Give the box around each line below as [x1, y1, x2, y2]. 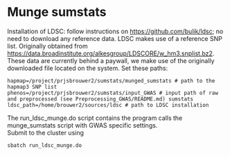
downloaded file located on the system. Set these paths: [7, 64, 168, 72]
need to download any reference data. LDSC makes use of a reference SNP [7, 34, 223, 42]
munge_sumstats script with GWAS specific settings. [7, 121, 158, 129]
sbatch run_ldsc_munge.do [7, 141, 82, 149]
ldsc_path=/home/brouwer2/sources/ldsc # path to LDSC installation [7, 101, 209, 108]
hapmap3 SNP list [7, 83, 57, 90]
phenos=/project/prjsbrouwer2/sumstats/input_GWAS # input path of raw [7, 89, 218, 96]
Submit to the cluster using [7, 128, 85, 137]
